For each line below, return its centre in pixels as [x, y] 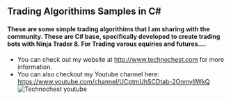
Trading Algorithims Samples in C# [84, 11]
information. [34, 67]
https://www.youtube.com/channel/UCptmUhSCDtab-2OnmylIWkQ [113, 81]
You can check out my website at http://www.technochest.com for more [121, 59]
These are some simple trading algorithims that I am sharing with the [109, 29]
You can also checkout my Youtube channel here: [88, 74]
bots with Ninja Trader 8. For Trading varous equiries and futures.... [107, 44]
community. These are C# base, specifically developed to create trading [114, 36]
